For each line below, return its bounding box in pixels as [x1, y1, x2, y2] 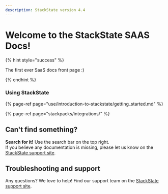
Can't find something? [5, 125, 78, 134]
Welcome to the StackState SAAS [5, 29, 150, 41]
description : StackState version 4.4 [5, 7, 86, 13]
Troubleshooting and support [5, 165, 100, 173]
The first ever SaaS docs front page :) [5, 67, 85, 73]
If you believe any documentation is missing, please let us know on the [5, 144, 154, 150]
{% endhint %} [5, 77, 37, 83]
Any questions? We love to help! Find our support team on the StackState [5, 178, 159, 184]
